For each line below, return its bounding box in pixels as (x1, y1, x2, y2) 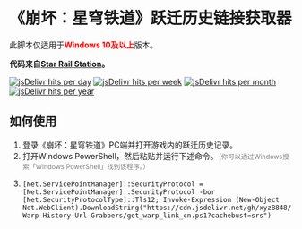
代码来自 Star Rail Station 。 (9, 58, 110, 69)
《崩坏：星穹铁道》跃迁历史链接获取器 (9, 8, 293, 29)
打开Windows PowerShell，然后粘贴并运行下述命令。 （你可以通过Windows (22, 150, 283, 161)
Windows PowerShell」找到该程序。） (35, 162, 151, 171)
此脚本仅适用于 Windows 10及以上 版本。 (9, 39, 159, 50)
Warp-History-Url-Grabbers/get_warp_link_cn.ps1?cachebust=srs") (22, 211, 272, 220)
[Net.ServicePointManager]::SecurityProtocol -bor (22, 187, 216, 197)
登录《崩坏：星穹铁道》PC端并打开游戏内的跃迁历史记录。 (22, 140, 237, 150)
